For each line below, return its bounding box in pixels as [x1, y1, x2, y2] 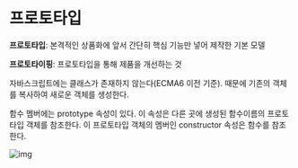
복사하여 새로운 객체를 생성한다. [18, 89, 129, 100]
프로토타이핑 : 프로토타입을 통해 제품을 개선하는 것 [9, 58, 182, 69]
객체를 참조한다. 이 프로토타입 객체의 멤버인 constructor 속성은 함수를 [25, 119, 270, 130]
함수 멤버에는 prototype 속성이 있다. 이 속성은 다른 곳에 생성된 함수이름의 [9, 108, 266, 119]
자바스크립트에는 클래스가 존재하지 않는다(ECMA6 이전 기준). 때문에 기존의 [9, 77, 271, 88]
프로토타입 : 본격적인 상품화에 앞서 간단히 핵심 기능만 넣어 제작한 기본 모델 [9, 40, 266, 50]
